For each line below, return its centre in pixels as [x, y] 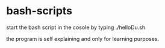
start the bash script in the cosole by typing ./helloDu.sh [76, 27]
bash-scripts [39, 11]
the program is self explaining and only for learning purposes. [83, 39]
